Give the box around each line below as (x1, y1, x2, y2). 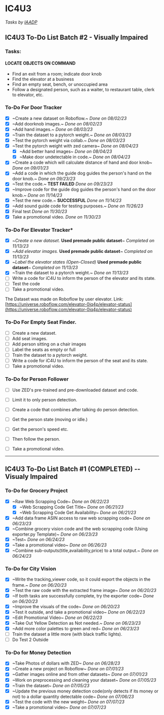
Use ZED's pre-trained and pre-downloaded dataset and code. (12, 387, 138, 393)
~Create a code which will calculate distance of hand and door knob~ (12, 160, 153, 166)
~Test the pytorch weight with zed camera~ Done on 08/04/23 (12, 143, 139, 149)
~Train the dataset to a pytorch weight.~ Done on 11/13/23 (12, 270, 128, 276)
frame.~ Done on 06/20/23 (12, 582, 67, 588)
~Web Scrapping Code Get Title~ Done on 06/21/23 (19, 504, 123, 510)
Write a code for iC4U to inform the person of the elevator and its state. (12, 275, 156, 281)
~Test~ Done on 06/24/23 (12, 536, 65, 542)
